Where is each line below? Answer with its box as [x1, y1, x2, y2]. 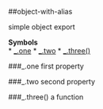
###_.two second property [8, 77, 96, 86]
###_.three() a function [8, 92, 84, 102]
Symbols [8, 37, 38, 47]
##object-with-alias [8, 7, 73, 16]
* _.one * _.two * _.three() [8, 46, 91, 55]
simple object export [8, 22, 75, 31]
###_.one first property [8, 61, 85, 71]
